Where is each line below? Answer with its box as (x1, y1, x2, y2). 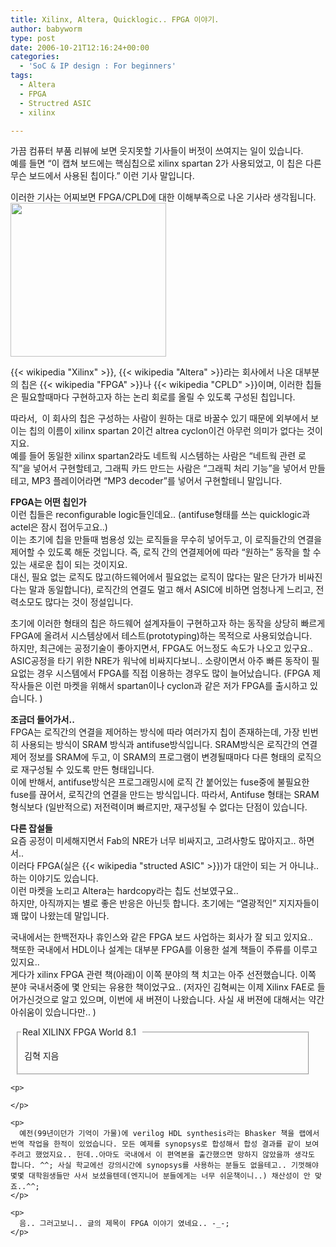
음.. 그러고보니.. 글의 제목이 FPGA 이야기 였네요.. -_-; (19, 1219, 230, 1229)
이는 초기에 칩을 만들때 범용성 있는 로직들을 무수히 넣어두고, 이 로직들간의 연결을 (10, 534, 323, 546)
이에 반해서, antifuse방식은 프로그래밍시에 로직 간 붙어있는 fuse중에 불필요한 (10, 776, 310, 788)
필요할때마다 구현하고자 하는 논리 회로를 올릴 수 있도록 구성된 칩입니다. (20, 391, 296, 403)
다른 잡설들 (10, 822, 53, 835)
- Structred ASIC (19, 98, 92, 108)
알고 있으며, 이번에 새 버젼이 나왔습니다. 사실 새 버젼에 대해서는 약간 (61, 994, 325, 1006)
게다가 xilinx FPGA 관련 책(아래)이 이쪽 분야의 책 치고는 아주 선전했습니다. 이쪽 (10, 969, 317, 981)
